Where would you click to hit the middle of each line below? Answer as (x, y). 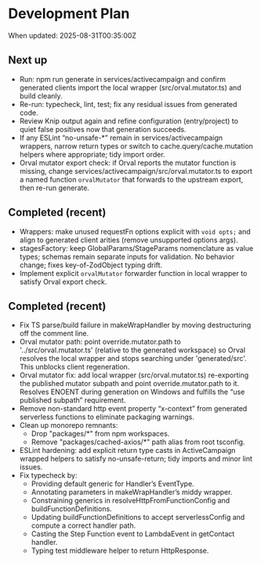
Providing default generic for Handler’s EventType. (112, 484)
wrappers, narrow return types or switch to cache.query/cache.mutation (136, 145)
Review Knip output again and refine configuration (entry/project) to (129, 121)
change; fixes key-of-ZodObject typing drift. (91, 265)
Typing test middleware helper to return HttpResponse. (120, 550)
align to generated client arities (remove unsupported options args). (129, 240)
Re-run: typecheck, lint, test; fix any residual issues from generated (128, 104)
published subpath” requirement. (72, 400)
